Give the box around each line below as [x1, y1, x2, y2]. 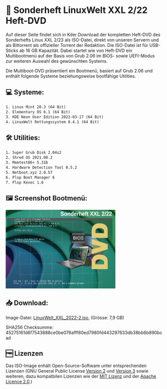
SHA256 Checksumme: [5, 324, 54, 330]
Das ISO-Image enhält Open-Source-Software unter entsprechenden [5, 363, 147, 369]
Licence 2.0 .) [5, 379, 33, 385]
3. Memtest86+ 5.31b [5, 160, 49, 165]
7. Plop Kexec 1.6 [5, 180, 44, 185]
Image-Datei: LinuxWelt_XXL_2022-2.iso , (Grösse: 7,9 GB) [5, 314, 125, 321]
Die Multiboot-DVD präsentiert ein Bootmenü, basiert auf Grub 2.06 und [5, 67, 153, 74]
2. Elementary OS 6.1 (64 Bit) [5, 109, 71, 114]
